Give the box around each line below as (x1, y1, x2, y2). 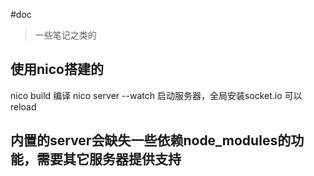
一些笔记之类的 (34, 29, 97, 41)
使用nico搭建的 (10, 61, 104, 78)
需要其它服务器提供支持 (36, 151, 182, 168)
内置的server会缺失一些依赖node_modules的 (10, 132, 292, 149)
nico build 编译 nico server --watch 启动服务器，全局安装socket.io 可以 (10, 89, 303, 101)
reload (10, 100, 37, 113)
